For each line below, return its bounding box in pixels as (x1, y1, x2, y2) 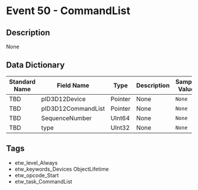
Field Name (57, 81, 90, 89)
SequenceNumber (41, 114, 93, 122)
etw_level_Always (14, 159, 58, 166)
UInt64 (110, 114, 130, 122)
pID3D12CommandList (41, 104, 105, 112)
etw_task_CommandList (14, 178, 72, 185)
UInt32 (110, 124, 130, 132)
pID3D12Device (41, 95, 86, 103)
